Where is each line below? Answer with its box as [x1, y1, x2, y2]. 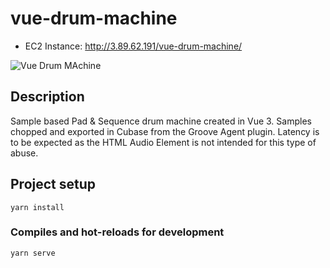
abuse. [10, 147, 39, 159]
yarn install [10, 202, 65, 212]
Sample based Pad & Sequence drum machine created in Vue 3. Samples [10, 115, 312, 127]
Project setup [10, 176, 97, 193]
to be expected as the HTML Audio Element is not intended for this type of [10, 136, 317, 148]
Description [10, 88, 85, 106]
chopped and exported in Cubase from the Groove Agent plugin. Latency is [10, 125, 320, 137]
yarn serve [10, 248, 56, 258]
